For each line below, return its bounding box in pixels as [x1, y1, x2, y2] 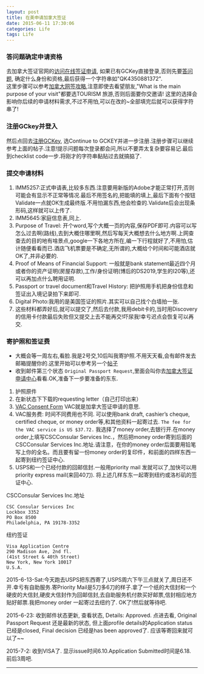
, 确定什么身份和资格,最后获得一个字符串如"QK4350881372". [12, 75, 163, 83]
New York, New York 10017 [6, 559, 72, 565]
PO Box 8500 [6, 514, 36, 521]
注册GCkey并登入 [6, 122, 58, 131]
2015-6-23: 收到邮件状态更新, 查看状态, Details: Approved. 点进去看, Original [6, 611, 197, 619]
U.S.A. [6, 565, 23, 571]
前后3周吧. [6, 655, 33, 662]
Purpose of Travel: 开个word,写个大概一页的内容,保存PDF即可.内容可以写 [15, 222, 197, 230]
